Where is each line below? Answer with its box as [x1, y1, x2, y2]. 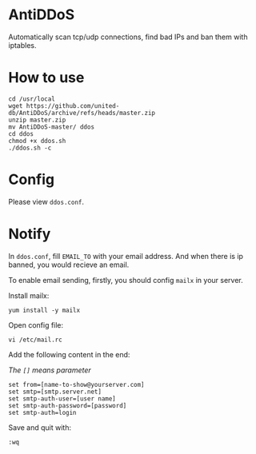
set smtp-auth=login [8, 408, 78, 416]
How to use [8, 69, 85, 87]
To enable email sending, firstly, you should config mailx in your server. [8, 275, 244, 285]
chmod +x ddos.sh [8, 137, 66, 145]
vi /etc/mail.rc [8, 336, 62, 344]
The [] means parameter [8, 365, 92, 375]
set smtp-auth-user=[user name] [8, 394, 116, 403]
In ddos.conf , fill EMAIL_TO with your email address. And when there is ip [8, 251, 244, 261]
